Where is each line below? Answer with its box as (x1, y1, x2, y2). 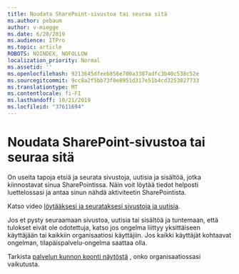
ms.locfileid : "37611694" (7, 103, 84, 111)
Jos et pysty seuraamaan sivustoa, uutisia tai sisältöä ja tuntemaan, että (7, 215, 219, 224)
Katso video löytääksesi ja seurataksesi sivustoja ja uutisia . (7, 201, 180, 210)
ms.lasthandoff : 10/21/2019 (7, 97, 91, 104)
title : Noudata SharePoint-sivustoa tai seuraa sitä (7, 10, 168, 18)
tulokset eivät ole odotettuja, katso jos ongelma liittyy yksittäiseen (7, 223, 201, 232)
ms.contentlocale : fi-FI (7, 90, 81, 97)
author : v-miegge (7, 24, 59, 31)
